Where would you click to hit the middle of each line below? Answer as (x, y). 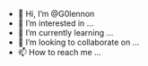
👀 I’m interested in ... (56, 23)
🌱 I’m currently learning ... (65, 33)
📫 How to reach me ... (59, 52)
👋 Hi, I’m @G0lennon (56, 14)
